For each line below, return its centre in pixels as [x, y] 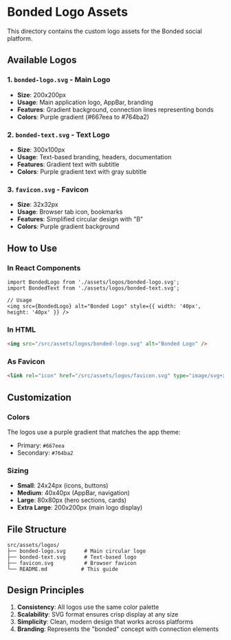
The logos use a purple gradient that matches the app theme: [94, 432]
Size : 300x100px [41, 150]
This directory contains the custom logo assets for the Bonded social [105, 31]
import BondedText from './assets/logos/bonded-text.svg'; [93, 288]
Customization [40, 397]
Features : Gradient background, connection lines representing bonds [115, 109]
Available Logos [42, 60]
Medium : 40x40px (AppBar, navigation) [74, 493]
